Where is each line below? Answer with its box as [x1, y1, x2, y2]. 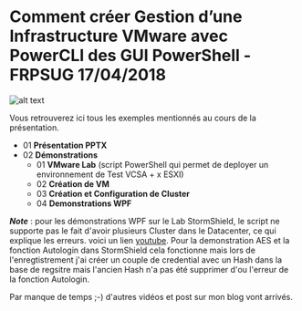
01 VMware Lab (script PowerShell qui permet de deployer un [36, 159, 269, 170]
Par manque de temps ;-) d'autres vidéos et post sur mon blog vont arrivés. [9, 291, 294, 302]
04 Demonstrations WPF [36, 198, 132, 209]
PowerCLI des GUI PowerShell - [9, 46, 252, 66]
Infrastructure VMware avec [9, 26, 228, 47]
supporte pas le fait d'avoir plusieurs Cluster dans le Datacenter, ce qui [9, 225, 276, 236]
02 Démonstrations [22, 149, 99, 161]
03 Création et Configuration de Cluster [36, 188, 190, 199]
